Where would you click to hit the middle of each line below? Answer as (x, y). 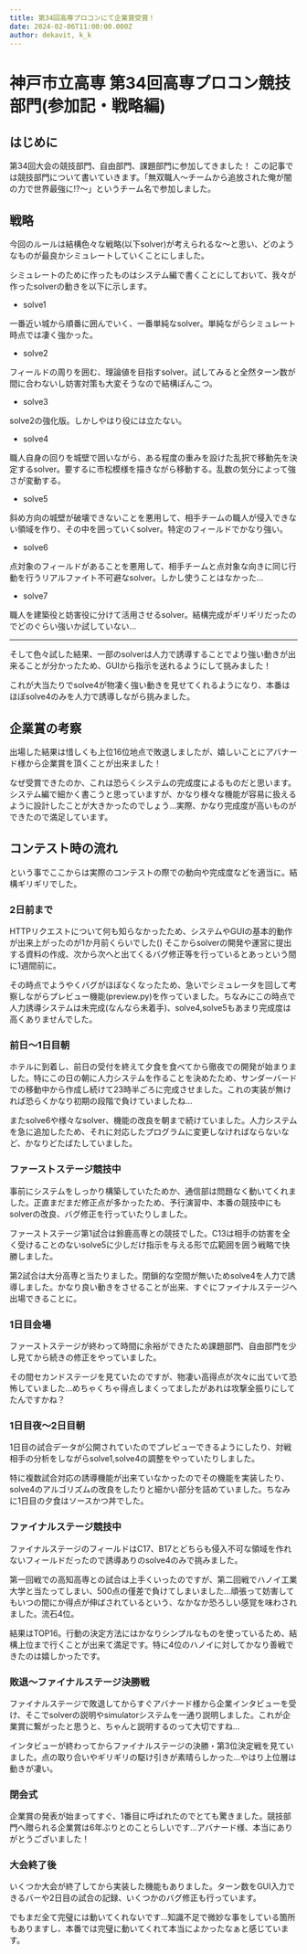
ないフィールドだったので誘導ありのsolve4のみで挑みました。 (126, 1560)
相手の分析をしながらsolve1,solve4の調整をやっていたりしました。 (135, 1459)
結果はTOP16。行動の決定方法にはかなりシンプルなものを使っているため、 (149, 1633)
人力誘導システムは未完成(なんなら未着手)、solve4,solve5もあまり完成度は (150, 1008)
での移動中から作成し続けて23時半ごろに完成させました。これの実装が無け (151, 1089)
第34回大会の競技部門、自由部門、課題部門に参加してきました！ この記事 (148, 166)
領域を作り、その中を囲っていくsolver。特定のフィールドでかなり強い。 (152, 529)
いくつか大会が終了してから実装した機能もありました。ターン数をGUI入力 (148, 1886)
